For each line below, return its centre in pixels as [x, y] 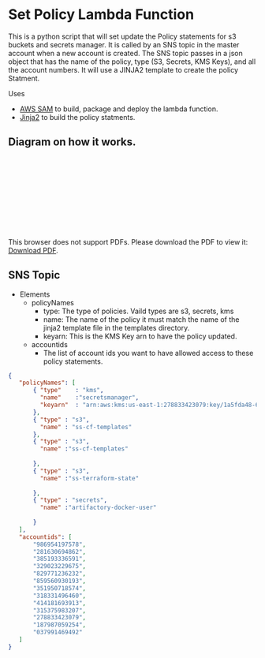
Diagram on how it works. [72, 142]
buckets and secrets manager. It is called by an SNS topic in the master [124, 44]
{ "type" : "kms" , [68, 391]
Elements [35, 294]
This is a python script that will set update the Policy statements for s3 [122, 36]
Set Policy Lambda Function [101, 15]
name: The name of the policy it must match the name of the [141, 319]
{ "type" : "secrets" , [70, 500]
